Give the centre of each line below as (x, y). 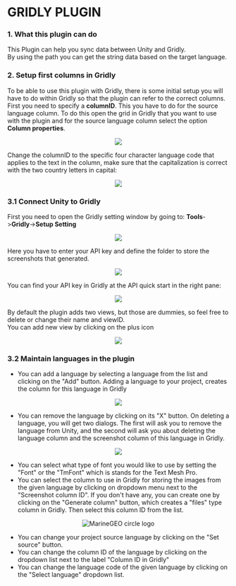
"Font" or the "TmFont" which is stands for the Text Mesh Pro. (107, 473)
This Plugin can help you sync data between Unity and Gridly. (97, 49)
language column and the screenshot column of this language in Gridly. (121, 438)
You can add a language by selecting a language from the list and (112, 374)
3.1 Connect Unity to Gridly (54, 201)
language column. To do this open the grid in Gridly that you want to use (112, 113)
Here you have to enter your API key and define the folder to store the (108, 251)
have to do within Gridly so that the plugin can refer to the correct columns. (116, 98)
